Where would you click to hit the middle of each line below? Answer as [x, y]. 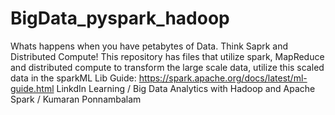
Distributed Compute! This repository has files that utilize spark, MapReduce [167, 56]
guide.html [32, 88]
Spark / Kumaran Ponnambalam [76, 99]
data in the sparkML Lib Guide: [73, 78]
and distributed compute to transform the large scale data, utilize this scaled [167, 67]
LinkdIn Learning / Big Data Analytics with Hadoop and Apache [186, 88]
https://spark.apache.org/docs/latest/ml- [223, 78]
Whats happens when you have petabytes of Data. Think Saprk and [149, 46]
